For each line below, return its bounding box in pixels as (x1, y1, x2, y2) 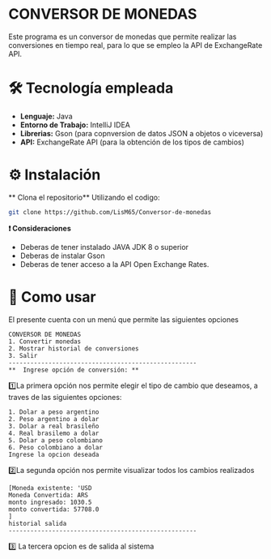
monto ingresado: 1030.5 (8, 498, 92, 506)
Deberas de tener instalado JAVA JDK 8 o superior (19, 242, 188, 252)
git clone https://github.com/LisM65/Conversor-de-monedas (8, 208, 212, 216)
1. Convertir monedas (8, 338, 82, 346)
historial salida (8, 519, 67, 527)
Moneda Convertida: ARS (8, 491, 89, 499)
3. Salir (8, 351, 38, 359)
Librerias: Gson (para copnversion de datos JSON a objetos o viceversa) (19, 128, 264, 138)
